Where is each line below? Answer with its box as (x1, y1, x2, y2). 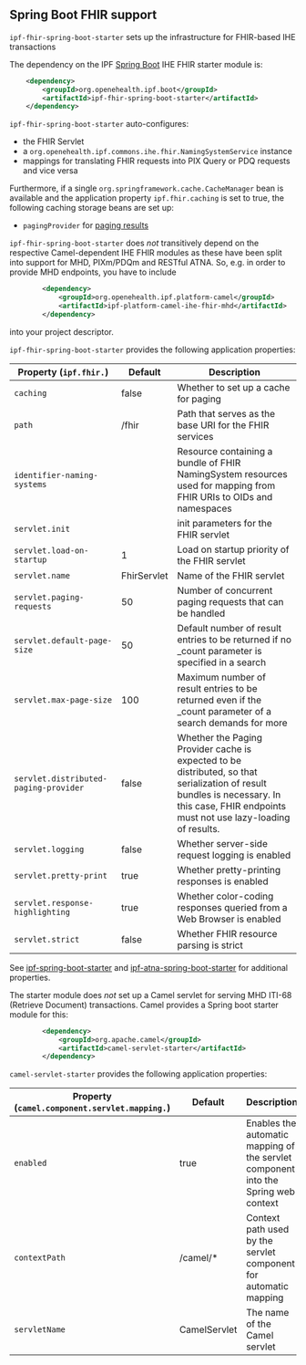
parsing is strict (177, 939, 243, 952)
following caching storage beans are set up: (9, 203, 175, 214)
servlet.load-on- (14, 545, 89, 556)
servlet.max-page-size (14, 694, 112, 705)
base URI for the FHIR (177, 419, 270, 432)
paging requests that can (177, 595, 284, 608)
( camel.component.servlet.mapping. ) (14, 1101, 171, 1114)
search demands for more (177, 716, 289, 729)
